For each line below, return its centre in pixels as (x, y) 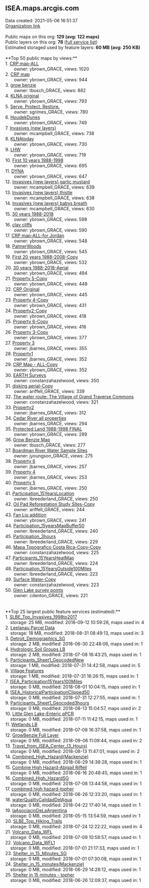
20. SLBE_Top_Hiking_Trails (34, 821)
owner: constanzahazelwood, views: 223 (57, 585)
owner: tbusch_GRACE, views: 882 (50, 90)
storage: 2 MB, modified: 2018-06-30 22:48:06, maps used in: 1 (76, 644)
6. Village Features (24, 671)
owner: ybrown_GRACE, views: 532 (51, 262)
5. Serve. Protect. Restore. (33, 106)
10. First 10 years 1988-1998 (34, 160)
